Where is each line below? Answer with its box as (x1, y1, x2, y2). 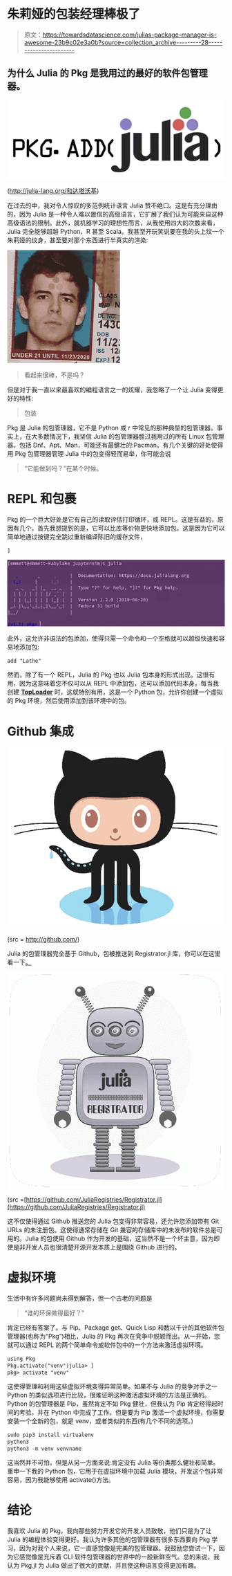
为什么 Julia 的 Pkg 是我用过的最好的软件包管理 (7, 67, 209, 80)
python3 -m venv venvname (7, 1445, 81, 1453)
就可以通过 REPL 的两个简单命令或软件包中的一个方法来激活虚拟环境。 (7, 1341, 207, 1349)
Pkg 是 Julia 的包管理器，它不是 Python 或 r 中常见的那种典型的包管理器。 (7, 423, 217, 432)
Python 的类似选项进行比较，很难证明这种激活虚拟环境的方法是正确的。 (7, 1391, 211, 1400)
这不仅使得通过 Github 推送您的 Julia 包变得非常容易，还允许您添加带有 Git (7, 1217, 220, 1225)
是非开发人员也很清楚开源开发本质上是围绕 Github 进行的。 (12, 1243, 181, 1252)
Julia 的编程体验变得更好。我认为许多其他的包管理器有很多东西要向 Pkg (7, 1535, 211, 1543)
